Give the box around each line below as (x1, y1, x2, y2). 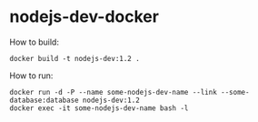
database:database (9, 96, 79, 105)
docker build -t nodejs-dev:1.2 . (9, 54, 141, 63)
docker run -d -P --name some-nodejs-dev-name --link (9, 87, 218, 97)
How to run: (9, 70, 54, 81)
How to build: (9, 36, 59, 47)
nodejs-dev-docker (9, 6, 159, 27)
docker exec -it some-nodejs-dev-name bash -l (9, 103, 189, 113)
